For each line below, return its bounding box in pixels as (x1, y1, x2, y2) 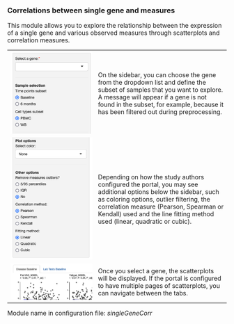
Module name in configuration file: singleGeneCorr (7, 309, 153, 317)
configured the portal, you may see (97, 180, 198, 188)
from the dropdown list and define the (97, 78, 207, 86)
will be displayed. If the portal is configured (97, 274, 221, 283)
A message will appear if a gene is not (97, 92, 207, 101)
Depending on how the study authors (97, 172, 204, 181)
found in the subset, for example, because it (97, 100, 224, 108)
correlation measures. (7, 36, 70, 44)
